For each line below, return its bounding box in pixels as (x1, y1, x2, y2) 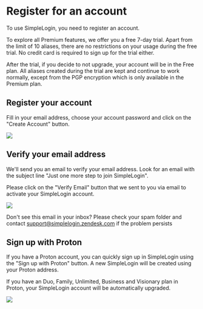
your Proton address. (6, 266, 59, 274)
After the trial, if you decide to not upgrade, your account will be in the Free (6, 61, 195, 68)
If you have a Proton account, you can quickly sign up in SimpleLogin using (6, 253, 194, 260)
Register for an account (6, 4, 127, 18)
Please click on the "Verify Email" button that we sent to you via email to (6, 183, 187, 191)
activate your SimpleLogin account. (6, 190, 95, 197)
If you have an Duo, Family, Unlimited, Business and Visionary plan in (6, 278, 179, 285)
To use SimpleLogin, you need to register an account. (6, 24, 140, 32)
